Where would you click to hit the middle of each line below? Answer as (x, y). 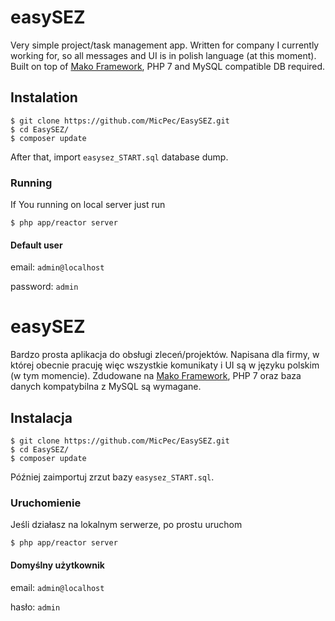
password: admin (44, 287)
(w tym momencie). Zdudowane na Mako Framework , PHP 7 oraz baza (156, 376)
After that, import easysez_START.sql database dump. (119, 157)
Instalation (44, 97)
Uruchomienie (46, 503)
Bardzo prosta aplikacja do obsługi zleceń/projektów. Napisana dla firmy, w (165, 355)
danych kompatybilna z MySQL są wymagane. (106, 387)
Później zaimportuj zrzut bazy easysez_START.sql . (112, 477)
